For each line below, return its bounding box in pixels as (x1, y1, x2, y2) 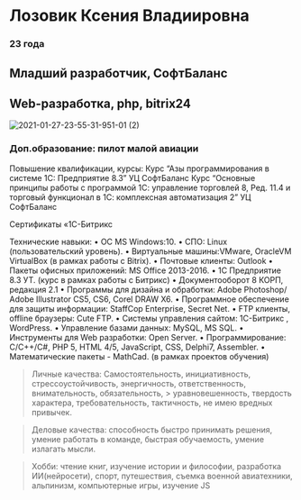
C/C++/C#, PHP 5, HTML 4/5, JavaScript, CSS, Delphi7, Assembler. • (9, 341, 266, 352)
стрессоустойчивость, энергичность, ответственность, (31, 377, 246, 388)
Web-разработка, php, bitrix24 (9, 95, 191, 111)
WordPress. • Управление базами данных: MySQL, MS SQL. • (9, 322, 244, 333)
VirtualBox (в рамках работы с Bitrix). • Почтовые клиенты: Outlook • (9, 255, 273, 266)
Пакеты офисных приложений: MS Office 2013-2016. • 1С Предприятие (9, 265, 282, 276)
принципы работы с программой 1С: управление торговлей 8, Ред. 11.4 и (9, 182, 291, 193)
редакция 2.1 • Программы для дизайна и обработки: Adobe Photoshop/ (9, 284, 287, 295)
